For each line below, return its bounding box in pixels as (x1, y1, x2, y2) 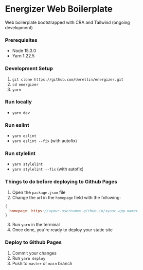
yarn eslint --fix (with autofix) (12, 138, 77, 144)
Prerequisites (5, 36, 37, 43)
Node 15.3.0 (12, 48, 36, 54)
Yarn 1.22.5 (12, 53, 35, 59)
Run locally (5, 99, 32, 105)
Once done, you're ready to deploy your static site (12, 227, 113, 233)
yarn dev (12, 110, 30, 115)
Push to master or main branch (12, 260, 72, 266)
